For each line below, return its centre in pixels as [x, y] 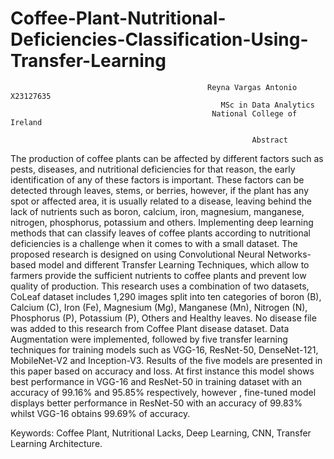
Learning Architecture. [56, 443]
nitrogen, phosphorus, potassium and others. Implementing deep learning [162, 222]
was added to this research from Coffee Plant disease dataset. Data [150, 328]
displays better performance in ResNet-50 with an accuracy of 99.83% [156, 403]
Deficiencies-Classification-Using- [159, 39]
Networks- [289, 254]
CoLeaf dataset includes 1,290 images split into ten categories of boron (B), [166, 296]
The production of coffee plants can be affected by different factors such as [167, 158]
